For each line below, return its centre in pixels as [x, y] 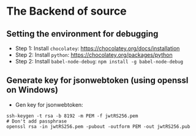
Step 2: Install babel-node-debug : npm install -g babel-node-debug [99, 61]
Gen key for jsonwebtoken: [49, 104]
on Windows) [32, 90]
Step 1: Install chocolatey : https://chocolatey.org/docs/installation [97, 48]
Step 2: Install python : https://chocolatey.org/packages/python [94, 55]
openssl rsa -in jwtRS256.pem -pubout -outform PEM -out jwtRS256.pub [98, 126]
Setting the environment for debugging [82, 34]
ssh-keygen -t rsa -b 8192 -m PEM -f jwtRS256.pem [72, 116]
